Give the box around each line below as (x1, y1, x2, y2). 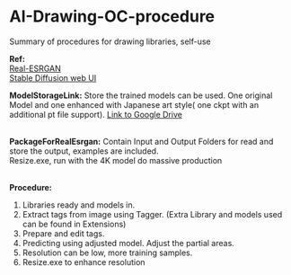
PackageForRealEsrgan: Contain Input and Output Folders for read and (9, 136, 274, 146)
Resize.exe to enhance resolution (22, 256, 145, 267)
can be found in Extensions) (22, 218, 127, 229)
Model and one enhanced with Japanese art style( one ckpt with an (9, 99, 259, 110)
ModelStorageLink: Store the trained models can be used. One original (9, 90, 273, 101)
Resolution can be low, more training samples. (22, 247, 193, 258)
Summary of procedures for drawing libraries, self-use (9, 36, 211, 47)
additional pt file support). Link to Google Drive (9, 109, 182, 120)
